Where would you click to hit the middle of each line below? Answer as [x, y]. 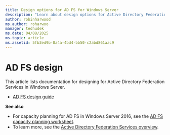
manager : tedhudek [25, 29]
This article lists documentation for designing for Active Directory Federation [85, 82]
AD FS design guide [33, 97]
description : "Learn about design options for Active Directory [74, 15]
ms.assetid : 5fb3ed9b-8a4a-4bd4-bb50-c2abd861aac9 [60, 43]
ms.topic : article [25, 38]
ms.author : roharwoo [27, 24]
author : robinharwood [28, 19]
